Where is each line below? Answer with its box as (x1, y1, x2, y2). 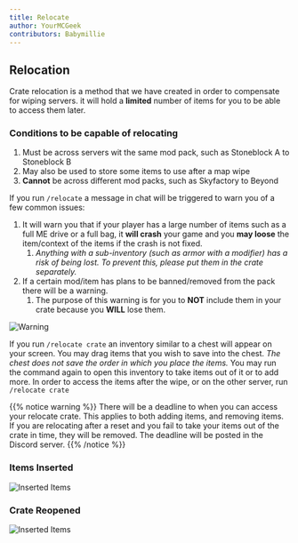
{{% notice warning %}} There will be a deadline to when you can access (9, 402, 278, 412)
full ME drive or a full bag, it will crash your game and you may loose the (21, 228, 290, 240)
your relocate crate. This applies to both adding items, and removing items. (9, 411, 285, 422)
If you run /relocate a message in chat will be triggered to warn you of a (9, 193, 276, 204)
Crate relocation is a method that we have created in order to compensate (9, 86, 280, 97)
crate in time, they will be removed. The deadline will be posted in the (9, 430, 264, 441)
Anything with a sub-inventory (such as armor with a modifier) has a (35, 248, 288, 259)
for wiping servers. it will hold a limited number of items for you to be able (9, 95, 281, 107)
